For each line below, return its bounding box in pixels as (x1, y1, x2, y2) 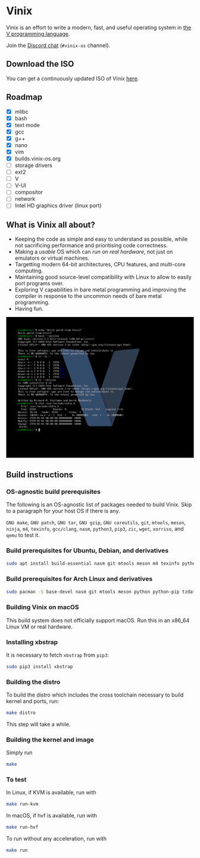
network (14, 195, 36, 203)
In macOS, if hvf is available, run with (6, 812, 97, 819)
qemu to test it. (6, 531, 40, 539)
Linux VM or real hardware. (6, 623, 73, 630)
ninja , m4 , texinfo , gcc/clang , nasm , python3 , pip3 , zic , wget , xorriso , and (6, 526, 184, 532)
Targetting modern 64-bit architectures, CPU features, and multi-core (14, 261, 186, 268)
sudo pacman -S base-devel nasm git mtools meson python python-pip (6, 589, 180, 595)
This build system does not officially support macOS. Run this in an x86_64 (6, 617, 190, 624)
